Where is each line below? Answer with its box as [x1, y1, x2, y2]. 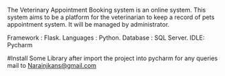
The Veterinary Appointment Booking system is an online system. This [7, 6, 206, 14]
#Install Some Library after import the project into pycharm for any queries [7, 54, 218, 62]
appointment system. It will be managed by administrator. [7, 21, 170, 28]
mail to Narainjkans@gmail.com [7, 62, 97, 69]
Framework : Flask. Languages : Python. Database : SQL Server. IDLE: [7, 34, 205, 42]
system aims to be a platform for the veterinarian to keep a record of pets [7, 13, 215, 21]
